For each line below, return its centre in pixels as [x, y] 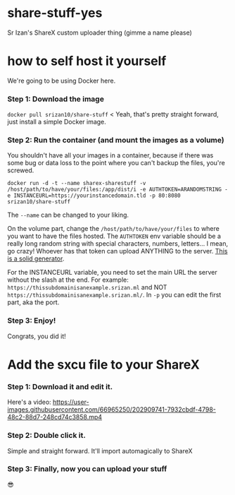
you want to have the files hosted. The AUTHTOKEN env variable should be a [114, 236]
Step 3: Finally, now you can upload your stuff [87, 469]
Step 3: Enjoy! [32, 321]
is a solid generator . [36, 258]
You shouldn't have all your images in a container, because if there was [110, 155]
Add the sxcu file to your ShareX [104, 364]
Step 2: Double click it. [46, 436]
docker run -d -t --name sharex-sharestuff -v [77, 184]
